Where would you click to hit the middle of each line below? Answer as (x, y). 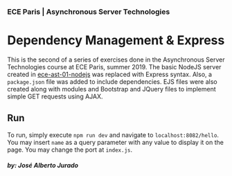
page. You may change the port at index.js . (70, 150)
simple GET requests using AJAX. (55, 96)
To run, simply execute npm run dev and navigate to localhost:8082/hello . (113, 134)
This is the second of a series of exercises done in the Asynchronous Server (116, 60)
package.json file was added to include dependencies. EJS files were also (112, 81)
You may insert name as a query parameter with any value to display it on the (115, 142)
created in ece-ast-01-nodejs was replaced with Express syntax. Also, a (110, 74)
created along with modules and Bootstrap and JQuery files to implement (111, 89)
